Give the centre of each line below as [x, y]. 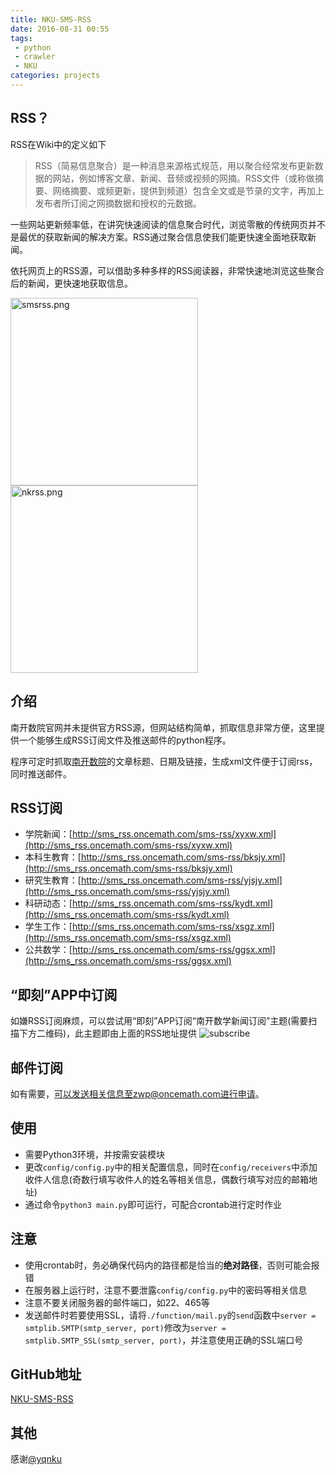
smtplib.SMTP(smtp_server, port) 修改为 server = [125, 1327]
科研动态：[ [48, 903]
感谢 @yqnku [36, 1459]
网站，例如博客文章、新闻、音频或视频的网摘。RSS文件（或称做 [183, 178]
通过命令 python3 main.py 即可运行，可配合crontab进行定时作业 [153, 1204]
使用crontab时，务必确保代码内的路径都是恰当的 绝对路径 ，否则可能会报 [172, 1265]
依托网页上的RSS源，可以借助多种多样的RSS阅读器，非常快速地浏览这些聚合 [167, 270]
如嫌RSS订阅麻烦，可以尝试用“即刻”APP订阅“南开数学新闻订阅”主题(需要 [159, 1021]
